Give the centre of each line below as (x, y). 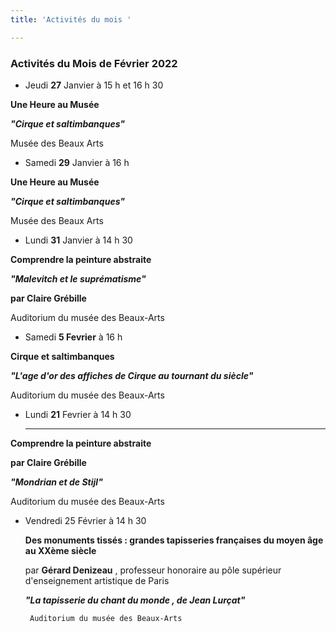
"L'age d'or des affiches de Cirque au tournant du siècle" (132, 375)
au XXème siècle (60, 550)
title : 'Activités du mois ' (71, 19)
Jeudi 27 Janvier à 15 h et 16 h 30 (94, 85)
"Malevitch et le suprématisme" (78, 278)
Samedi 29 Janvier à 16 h (77, 162)
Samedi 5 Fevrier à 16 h (73, 337)
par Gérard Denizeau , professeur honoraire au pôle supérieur (153, 570)
